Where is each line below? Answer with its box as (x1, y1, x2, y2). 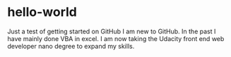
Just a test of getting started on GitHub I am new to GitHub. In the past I (7, 27, 216, 35)
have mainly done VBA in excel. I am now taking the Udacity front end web (7, 34, 225, 42)
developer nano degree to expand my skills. (7, 42, 135, 50)
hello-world (7, 4, 78, 20)
